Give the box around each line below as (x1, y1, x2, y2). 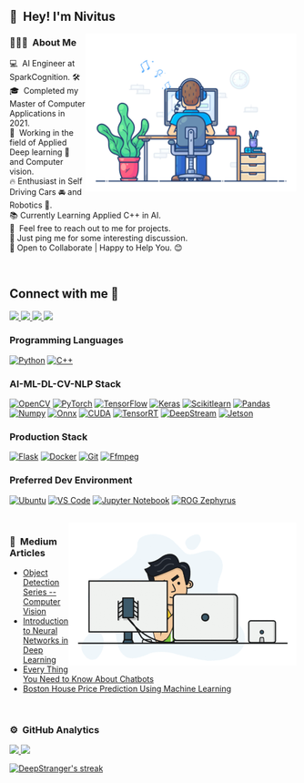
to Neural (22, 625, 58, 636)
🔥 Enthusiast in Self (9, 175, 83, 187)
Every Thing (22, 664, 68, 675)
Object (22, 566, 48, 578)
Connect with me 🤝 (9, 286, 119, 301)
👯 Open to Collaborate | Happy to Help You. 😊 (9, 242, 183, 253)
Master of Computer (9, 97, 86, 109)
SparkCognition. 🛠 (9, 71, 80, 82)
